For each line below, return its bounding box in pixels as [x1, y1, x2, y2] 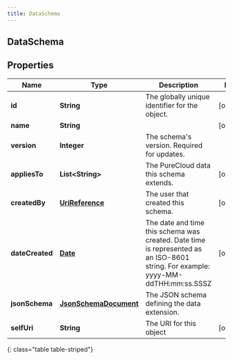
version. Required [145, 140, 203, 150]
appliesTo [10, 169, 44, 179]
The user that [145, 189, 189, 199]
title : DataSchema [7, 10, 60, 17]
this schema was [145, 227, 200, 236]
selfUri [10, 322, 33, 332]
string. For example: [145, 261, 210, 271]
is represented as [145, 244, 202, 254]
